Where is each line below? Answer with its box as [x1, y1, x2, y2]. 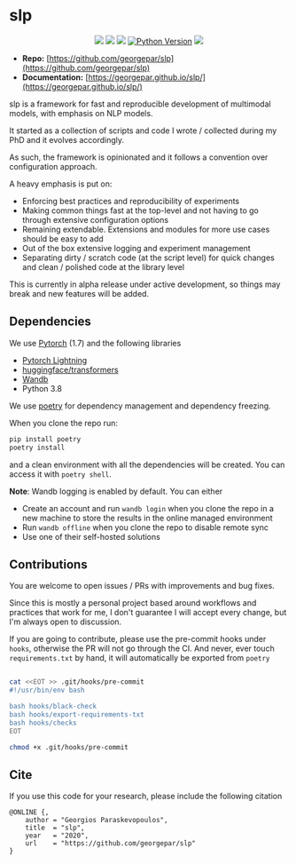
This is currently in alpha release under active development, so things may [9, 279, 281, 289]
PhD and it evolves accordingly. [9, 134, 125, 145]
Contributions [9, 557, 88, 572]
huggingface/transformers [21, 364, 119, 375]
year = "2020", [25, 831, 90, 840]
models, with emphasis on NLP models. [9, 107, 153, 118]
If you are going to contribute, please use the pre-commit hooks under [9, 634, 267, 645]
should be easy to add [21, 233, 104, 244]
